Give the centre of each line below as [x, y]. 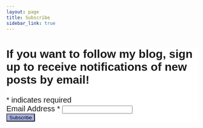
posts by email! [48, 80]
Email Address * [33, 109]
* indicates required [39, 100]
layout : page [23, 12]
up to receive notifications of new [97, 67]
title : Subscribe [28, 18]
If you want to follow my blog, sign [99, 54]
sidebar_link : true [31, 23]
